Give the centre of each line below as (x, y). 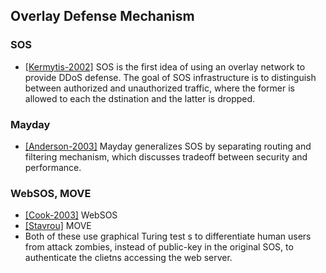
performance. (53, 167)
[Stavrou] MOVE (58, 226)
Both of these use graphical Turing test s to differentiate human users (168, 236)
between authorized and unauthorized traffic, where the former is (159, 88)
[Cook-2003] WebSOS (71, 215)
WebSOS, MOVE (51, 193)
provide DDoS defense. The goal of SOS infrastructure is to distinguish (170, 77)
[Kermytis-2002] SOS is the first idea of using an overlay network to (165, 66)
